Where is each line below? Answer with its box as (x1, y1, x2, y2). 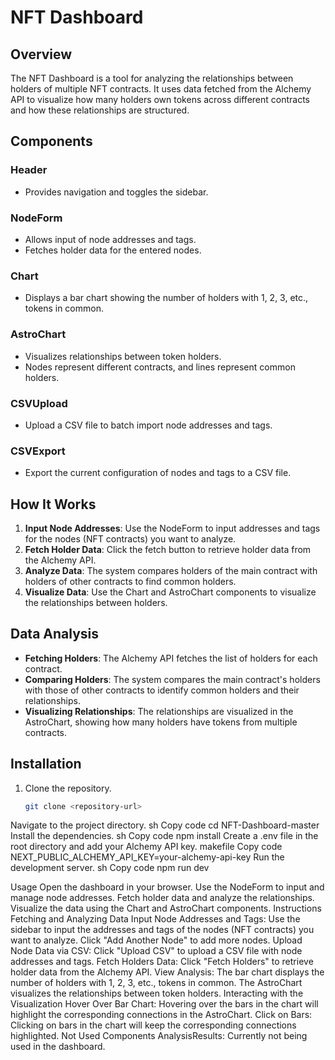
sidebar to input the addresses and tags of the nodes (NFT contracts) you (10, 924, 315, 936)
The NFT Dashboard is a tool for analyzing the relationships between (10, 72, 294, 84)
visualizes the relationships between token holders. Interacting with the (10, 987, 304, 1000)
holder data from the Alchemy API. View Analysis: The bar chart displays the (10, 966, 325, 978)
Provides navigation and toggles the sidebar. (24, 186, 209, 198)
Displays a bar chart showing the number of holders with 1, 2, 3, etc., (24, 292, 309, 304)
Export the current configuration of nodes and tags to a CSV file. (24, 467, 292, 479)
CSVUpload (10, 396, 68, 410)
